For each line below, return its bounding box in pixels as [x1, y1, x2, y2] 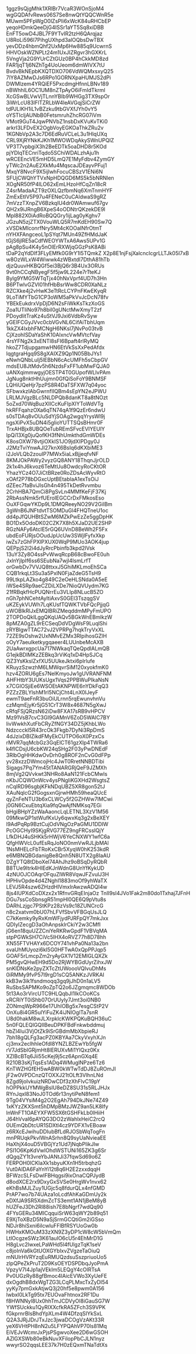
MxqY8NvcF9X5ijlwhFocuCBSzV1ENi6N [6, 168, 103, 175]
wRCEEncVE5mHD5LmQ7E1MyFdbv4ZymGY [6, 156, 115, 162]
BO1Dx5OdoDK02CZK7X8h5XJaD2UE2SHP [6, 520, 112, 526]
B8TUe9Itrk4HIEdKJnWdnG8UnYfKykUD [6, 864, 105, 872]
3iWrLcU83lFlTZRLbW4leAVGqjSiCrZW [6, 99, 101, 106]
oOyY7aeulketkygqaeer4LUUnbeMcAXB [6, 639, 104, 645]
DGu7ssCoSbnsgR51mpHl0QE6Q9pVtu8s [6, 896, 107, 903]
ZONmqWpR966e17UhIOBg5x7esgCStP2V [6, 1003, 109, 1009]
